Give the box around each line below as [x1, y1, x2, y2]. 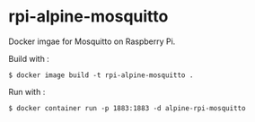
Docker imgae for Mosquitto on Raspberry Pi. [8, 36, 176, 47]
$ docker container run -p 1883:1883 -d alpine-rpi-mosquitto [8, 103, 246, 113]
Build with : [8, 53, 50, 64]
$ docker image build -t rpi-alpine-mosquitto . [8, 70, 194, 80]
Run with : [8, 86, 46, 97]
